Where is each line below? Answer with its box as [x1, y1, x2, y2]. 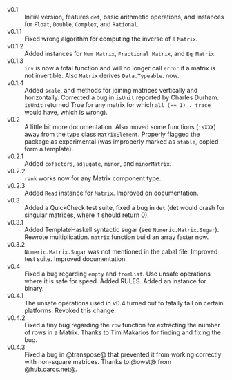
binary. [24, 285, 44, 292]
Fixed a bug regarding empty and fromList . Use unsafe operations [24, 269, 211, 278]
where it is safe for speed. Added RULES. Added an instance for [24, 277, 207, 285]
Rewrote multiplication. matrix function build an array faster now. [24, 233, 209, 241]
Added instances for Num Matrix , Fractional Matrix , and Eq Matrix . [24, 50, 216, 57]
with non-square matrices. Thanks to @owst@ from [24, 358, 171, 365]
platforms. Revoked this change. [24, 306, 116, 314]
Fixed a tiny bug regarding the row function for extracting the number [24, 321, 221, 329]
